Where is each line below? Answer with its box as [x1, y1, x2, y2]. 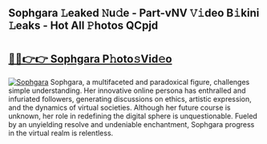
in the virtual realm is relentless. [8, 128, 114, 138]
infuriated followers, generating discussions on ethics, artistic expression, [8, 94, 252, 103]
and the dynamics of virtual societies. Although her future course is [8, 103, 231, 112]
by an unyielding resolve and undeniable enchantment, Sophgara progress [8, 120, 255, 129]
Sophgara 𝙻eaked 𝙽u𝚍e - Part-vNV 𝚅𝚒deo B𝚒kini [8, 6, 260, 20]
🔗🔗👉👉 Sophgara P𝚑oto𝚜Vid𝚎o [8, 52, 172, 66]
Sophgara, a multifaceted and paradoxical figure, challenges [50, 78, 250, 86]
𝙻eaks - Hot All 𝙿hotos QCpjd [8, 19, 159, 33]
